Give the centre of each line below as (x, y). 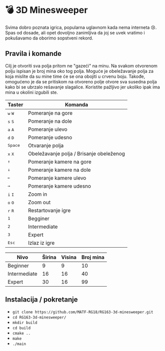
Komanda (76, 104)
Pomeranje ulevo (48, 129)
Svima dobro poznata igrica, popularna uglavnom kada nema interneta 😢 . (81, 27)
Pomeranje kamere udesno (60, 186)
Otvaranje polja (46, 145)
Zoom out (39, 202)
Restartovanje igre (49, 210)
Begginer (39, 218)
